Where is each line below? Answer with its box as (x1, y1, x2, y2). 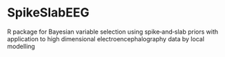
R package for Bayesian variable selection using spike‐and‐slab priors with (7, 27, 219, 36)
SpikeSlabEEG (7, 5, 89, 21)
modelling (7, 42, 36, 50)
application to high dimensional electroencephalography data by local (7, 34, 205, 43)
